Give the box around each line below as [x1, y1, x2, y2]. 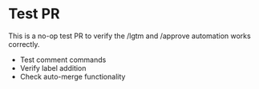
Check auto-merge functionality [19, 72, 126, 81]
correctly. [8, 39, 40, 48]
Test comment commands [19, 55, 107, 64]
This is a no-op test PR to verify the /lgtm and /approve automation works [8, 31, 251, 41]
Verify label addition [19, 63, 87, 72]
